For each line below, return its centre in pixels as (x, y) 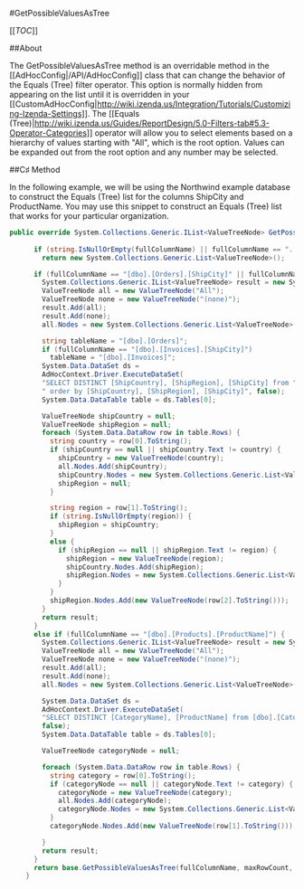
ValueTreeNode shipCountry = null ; (109, 416)
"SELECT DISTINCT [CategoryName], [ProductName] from (145, 718)
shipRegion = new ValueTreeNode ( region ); (145, 558)
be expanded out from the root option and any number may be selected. (144, 152)
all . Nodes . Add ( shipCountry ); (113, 466)
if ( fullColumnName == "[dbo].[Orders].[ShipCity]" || (139, 274)
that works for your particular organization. (89, 216)
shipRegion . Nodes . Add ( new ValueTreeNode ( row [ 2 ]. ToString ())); (169, 601)
